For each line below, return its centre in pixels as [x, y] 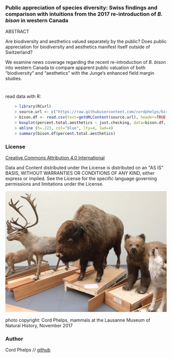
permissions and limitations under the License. [55, 184]
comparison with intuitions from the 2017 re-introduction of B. [84, 14]
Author [14, 339]
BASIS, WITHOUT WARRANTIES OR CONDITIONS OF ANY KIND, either [80, 173]
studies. [14, 79]
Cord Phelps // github [28, 350]
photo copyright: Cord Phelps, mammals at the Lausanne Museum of [78, 320]
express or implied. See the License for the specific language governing [81, 178]
